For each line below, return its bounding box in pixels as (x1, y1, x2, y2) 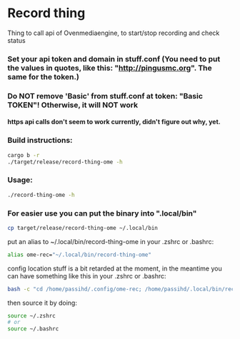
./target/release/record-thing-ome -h (7, 158, 123, 166)
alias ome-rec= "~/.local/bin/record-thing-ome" (7, 251, 152, 258)
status (7, 36, 26, 44)
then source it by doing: (7, 298, 77, 307)
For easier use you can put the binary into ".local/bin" (7, 208, 197, 218)
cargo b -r (7, 151, 40, 158)
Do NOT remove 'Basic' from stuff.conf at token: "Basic (7, 91, 204, 101)
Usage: (7, 175, 34, 185)
